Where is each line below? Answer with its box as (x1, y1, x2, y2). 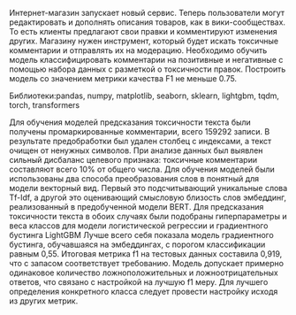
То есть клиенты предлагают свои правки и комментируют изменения (9, 27, 277, 36)
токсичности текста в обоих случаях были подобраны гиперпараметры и (9, 211, 287, 221)
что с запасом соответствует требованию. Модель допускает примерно (9, 258, 285, 268)
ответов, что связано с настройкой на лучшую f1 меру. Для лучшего (9, 277, 269, 287)
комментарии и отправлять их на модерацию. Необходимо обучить (9, 45, 268, 56)
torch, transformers (9, 100, 80, 110)
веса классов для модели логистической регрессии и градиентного (9, 220, 269, 231)
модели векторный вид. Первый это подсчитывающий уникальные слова (9, 183, 288, 193)
